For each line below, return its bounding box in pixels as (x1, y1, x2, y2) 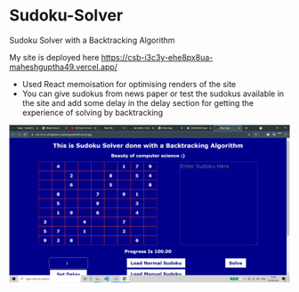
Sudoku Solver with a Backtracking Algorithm (9, 35, 175, 45)
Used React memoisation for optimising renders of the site (21, 78, 237, 89)
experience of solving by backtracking (21, 107, 164, 118)
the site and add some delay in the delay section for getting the (21, 97, 255, 108)
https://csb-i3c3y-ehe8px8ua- (101, 52, 214, 62)
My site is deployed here (9, 52, 100, 62)
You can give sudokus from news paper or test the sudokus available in (21, 88, 285, 99)
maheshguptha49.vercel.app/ (9, 61, 118, 72)
